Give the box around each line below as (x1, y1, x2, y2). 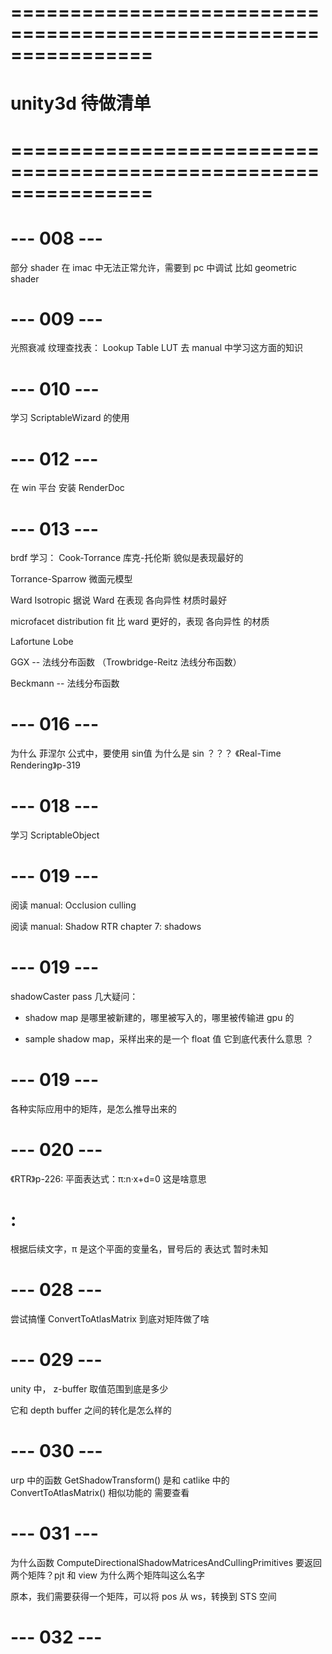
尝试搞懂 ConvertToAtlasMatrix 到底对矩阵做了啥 (10, 1312, 210, 1325)
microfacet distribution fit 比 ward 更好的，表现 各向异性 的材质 (10, 616, 270, 628)
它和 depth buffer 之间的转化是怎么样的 (10, 1404, 172, 1416)
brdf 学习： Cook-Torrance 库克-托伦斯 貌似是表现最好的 (10, 552, 244, 564)
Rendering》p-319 (10, 759, 81, 771)
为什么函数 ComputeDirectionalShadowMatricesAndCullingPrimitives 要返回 (10, 1556, 323, 1568)
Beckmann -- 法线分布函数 (10, 677, 120, 690)
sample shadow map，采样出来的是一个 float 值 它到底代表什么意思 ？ (24, 1033, 315, 1045)
